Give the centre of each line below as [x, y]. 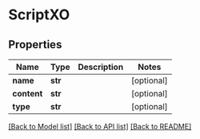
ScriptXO [39, 15]
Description [101, 67]
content [28, 94]
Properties [35, 45]
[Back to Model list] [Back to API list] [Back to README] [100, 127]
